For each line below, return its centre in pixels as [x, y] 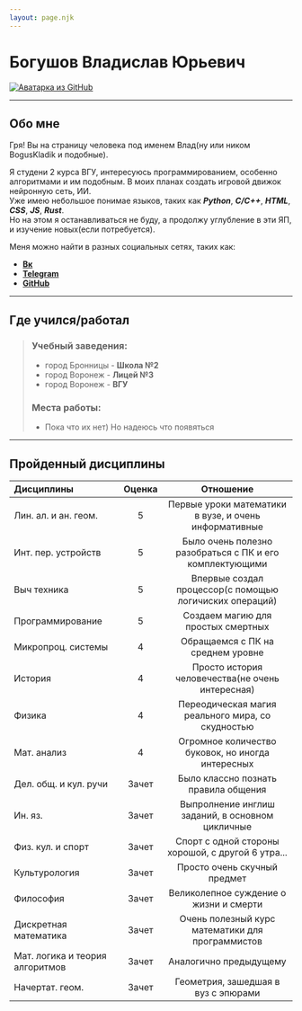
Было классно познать [227, 778]
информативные [227, 527]
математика [40, 936]
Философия [39, 899]
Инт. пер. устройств [58, 553]
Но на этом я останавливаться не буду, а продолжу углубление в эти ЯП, [151, 220]
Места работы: [66, 407]
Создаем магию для [227, 616]
